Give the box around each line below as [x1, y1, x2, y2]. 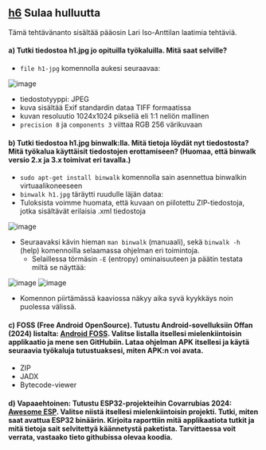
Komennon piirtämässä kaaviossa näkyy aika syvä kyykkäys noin [19, 294, 233, 303]
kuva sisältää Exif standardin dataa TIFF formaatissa [19, 103, 191, 112]
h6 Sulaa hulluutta [8, 6, 101, 20]
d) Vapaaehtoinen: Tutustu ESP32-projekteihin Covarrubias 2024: [8, 398, 233, 409]
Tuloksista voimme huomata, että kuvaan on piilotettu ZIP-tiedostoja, [19, 198, 245, 208]
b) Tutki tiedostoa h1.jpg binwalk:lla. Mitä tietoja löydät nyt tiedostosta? [8, 138, 249, 147]
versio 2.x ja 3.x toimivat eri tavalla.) [8, 155, 131, 164]
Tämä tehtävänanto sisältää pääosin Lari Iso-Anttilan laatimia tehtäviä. [8, 27, 237, 37]
